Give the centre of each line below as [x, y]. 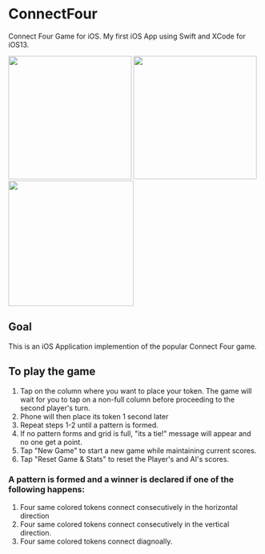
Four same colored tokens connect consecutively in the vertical [124, 524]
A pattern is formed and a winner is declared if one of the [121, 479]
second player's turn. [55, 408]
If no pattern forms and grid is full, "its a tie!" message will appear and [135, 433]
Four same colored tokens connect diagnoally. [96, 541]
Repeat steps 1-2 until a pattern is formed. [89, 425]
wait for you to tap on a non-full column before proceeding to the [127, 399]
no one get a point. [51, 442]
